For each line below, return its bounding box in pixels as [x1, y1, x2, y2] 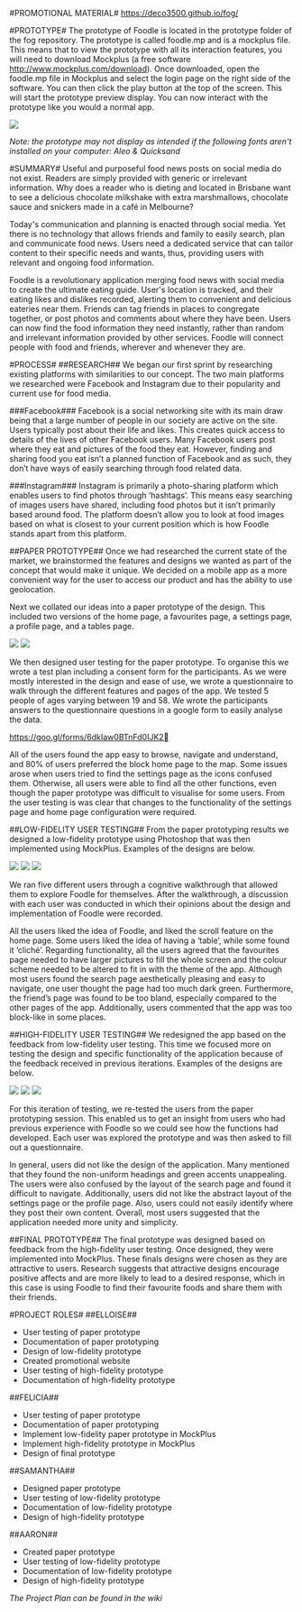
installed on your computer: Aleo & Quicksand [9, 146, 180, 156]
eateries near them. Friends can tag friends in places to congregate [9, 304, 260, 314]
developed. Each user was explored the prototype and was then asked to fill [9, 1132, 292, 1143]
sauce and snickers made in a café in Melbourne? [9, 202, 194, 212]
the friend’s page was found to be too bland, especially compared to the [9, 993, 278, 1003]
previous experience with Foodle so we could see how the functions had [9, 1122, 279, 1133]
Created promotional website [22, 1356, 131, 1366]
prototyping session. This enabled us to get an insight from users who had [9, 1113, 286, 1123]
